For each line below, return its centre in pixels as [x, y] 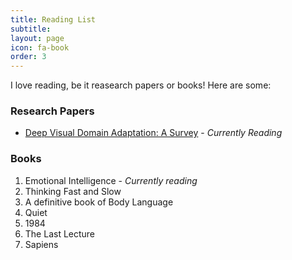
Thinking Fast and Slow [73, 191]
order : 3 [28, 57]
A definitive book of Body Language [99, 202]
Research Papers [52, 111]
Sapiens [41, 244]
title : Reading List [53, 19]
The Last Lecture [60, 233]
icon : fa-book [40, 47]
